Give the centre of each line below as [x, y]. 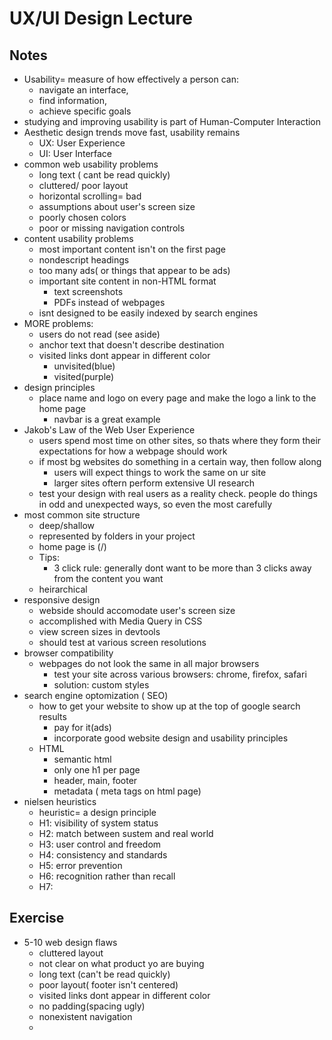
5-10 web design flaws [70, 942]
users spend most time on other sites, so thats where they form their [180, 440]
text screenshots [88, 291]
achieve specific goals [85, 111]
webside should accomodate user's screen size [137, 610]
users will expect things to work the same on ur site [160, 472]
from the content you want [108, 578]
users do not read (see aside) [99, 334]
